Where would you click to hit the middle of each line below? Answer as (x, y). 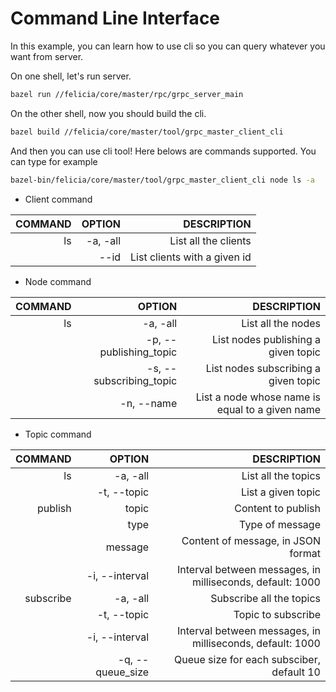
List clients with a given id (191, 257)
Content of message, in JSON (251, 540)
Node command (58, 281)
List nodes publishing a (266, 339)
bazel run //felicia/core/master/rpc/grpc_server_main (127, 94)
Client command (58, 199)
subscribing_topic (135, 380)
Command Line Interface (115, 18)
